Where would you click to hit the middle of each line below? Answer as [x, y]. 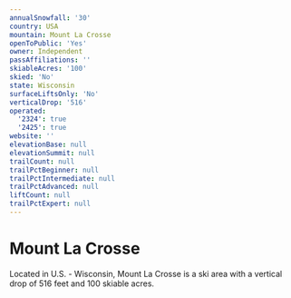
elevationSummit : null [52, 153]
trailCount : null [42, 161]
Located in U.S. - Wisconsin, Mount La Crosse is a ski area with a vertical [146, 273]
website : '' [32, 136]
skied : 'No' [32, 77]
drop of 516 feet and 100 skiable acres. [82, 283]
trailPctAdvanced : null [54, 187]
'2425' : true [42, 128]
